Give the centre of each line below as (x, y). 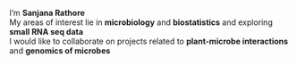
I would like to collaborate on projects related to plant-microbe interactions (149, 41)
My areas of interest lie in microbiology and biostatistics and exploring (141, 22)
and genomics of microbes (60, 51)
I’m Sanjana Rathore (47, 13)
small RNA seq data (46, 32)
